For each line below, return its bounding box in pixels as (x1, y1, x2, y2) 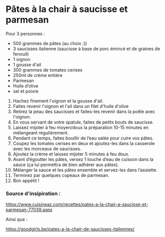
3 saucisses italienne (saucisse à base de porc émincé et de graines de (12, 45, 160, 51)
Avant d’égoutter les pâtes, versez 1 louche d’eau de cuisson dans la (12, 156, 154, 162)
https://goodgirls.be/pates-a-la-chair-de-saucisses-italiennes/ (5, 226, 135, 232)
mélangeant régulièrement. (12, 129, 69, 135)
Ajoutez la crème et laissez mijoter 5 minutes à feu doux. (12, 151, 129, 157)
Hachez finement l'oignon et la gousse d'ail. (12, 97, 104, 103)
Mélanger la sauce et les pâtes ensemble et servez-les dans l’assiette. (12, 166, 158, 173)
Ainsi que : (5, 216, 28, 222)
